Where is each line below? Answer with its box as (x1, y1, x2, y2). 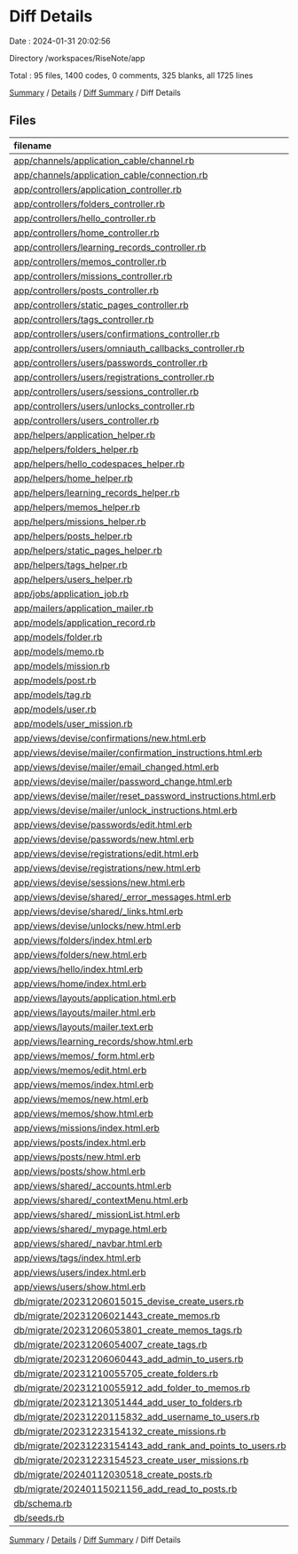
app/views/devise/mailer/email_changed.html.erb (13, 761, 220, 773)
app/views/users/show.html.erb (13, 1280, 146, 1293)
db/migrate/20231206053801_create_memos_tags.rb (13, 1324, 243, 1336)
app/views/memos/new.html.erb (13, 1093, 149, 1105)
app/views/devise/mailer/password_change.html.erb (13, 775, 232, 787)
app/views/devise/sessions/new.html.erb (13, 876, 185, 889)
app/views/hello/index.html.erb (13, 962, 144, 975)
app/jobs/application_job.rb (13, 587, 129, 600)
